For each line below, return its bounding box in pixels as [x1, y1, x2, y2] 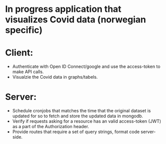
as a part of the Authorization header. [12, 124, 89, 130]
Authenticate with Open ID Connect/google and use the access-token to [12, 63, 161, 70]
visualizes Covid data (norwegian [5, 14, 146, 25]
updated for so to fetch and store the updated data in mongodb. [12, 113, 143, 119]
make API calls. [12, 69, 44, 75]
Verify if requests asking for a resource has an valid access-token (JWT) [12, 118, 162, 124]
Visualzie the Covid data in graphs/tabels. [12, 74, 98, 80]
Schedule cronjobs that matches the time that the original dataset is [12, 108, 151, 114]
